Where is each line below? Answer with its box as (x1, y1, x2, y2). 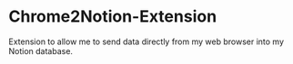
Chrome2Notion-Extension (8, 6, 217, 27)
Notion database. (8, 45, 74, 56)
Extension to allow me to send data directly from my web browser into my (8, 36, 284, 47)
